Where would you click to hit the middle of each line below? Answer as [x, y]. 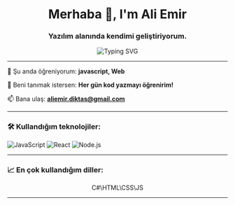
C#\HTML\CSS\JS [117, 188]
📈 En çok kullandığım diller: [55, 169]
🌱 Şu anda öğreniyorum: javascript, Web [66, 71]
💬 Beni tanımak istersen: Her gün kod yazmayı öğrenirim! [90, 85]
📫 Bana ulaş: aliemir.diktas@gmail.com [66, 99]
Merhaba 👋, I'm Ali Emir [117, 14]
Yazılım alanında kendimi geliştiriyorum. [117, 36]
